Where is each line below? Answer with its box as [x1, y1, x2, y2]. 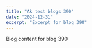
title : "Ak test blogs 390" [6, 8, 75, 15]
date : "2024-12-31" [6, 14, 54, 20]
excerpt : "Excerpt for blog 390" [6, 19, 87, 25]
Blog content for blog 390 [6, 36, 68, 43]
